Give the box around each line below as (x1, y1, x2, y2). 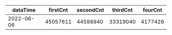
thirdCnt (112, 7, 133, 13)
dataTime (12, 7, 36, 13)
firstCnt (48, 7, 68, 13)
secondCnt (76, 7, 104, 13)
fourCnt (142, 7, 162, 13)
